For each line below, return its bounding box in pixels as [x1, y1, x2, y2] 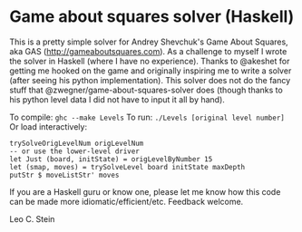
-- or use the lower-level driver [9, 147, 141, 156]
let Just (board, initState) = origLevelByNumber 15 [9, 154, 213, 164]
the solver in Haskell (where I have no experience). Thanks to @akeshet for [9, 55, 290, 66]
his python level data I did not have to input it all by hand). [9, 93, 225, 105]
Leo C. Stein [9, 213, 55, 224]
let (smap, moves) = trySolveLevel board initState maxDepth [9, 162, 246, 171]
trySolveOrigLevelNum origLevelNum [9, 139, 144, 148]
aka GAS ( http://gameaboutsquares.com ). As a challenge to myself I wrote [9, 45, 287, 56]
